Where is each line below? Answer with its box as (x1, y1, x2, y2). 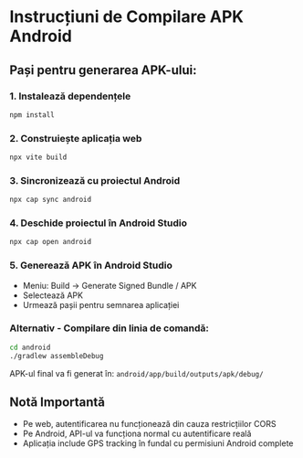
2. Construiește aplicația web (9, 132, 142, 144)
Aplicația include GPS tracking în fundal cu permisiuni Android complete (22, 438, 294, 449)
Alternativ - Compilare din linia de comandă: (9, 322, 210, 335)
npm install (9, 110, 55, 120)
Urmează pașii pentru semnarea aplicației (22, 299, 180, 310)
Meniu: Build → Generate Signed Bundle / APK (22, 280, 197, 291)
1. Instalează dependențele (9, 90, 131, 102)
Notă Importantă (9, 395, 106, 410)
